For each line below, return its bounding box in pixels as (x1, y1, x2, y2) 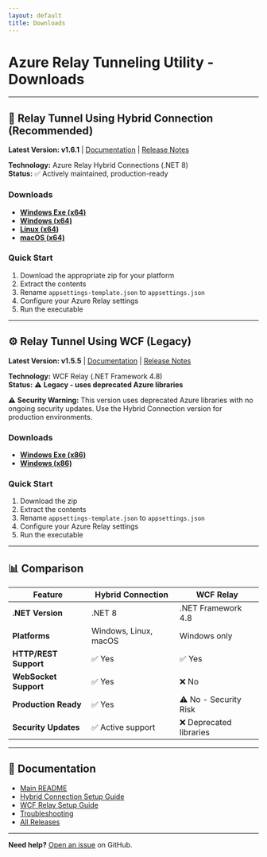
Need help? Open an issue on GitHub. (8, 840, 133, 849)
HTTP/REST (12, 649, 58, 660)
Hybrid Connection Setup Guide (19, 792, 125, 801)
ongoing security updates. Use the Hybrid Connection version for (8, 403, 222, 413)
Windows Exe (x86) (19, 450, 86, 460)
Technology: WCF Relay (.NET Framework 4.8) (8, 371, 163, 381)
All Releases (19, 816, 60, 827)
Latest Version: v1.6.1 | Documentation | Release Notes (8, 145, 189, 155)
